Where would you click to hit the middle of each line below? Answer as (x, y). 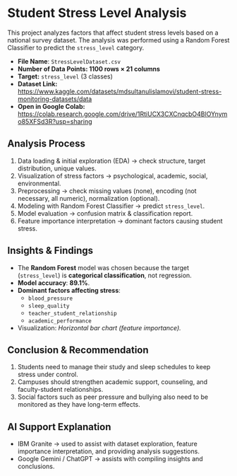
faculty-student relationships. (60, 390)
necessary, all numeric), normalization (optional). (89, 198)
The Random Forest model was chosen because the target (103, 267)
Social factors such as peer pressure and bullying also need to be (113, 397)
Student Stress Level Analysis (97, 13)
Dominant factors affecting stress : (69, 290)
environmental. (39, 183)
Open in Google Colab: (51, 106)
